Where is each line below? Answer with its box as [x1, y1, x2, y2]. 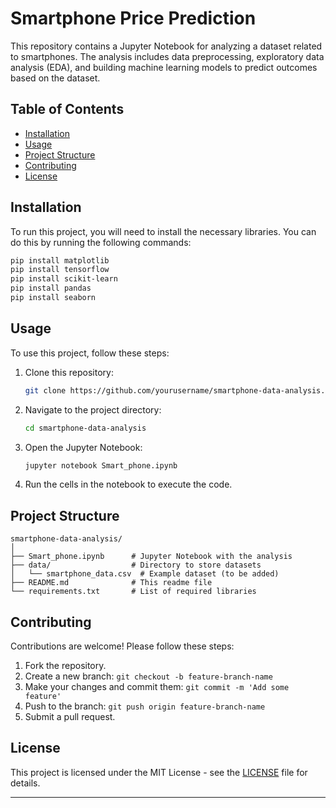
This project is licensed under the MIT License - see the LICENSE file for [10, 766, 308, 778]
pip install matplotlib [10, 255, 110, 266]
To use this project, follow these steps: [10, 347, 170, 359]
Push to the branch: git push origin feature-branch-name [24, 700, 266, 712]
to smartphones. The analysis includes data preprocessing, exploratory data [10, 50, 325, 62]
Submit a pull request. [24, 711, 116, 722]
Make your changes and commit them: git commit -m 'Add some [24, 681, 290, 692]
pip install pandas [10, 283, 92, 294]
